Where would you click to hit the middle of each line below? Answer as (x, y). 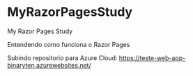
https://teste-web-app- (152, 58)
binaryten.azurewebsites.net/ (49, 65)
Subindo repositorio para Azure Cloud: (62, 58)
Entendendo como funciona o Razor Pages (69, 44)
